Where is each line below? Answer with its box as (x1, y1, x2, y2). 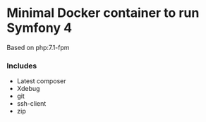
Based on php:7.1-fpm (6, 43, 70, 51)
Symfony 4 (6, 20, 72, 36)
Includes (6, 61, 37, 71)
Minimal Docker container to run (6, 5, 200, 21)
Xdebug (16, 85, 40, 93)
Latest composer (16, 77, 66, 85)
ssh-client (16, 99, 47, 108)
